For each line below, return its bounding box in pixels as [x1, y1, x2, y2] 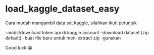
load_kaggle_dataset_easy [5, 3, 120, 15]
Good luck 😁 [5, 44, 33, 50]
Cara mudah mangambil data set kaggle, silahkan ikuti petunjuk [5, 20, 137, 26]
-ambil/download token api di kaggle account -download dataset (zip [5, 29, 149, 35]
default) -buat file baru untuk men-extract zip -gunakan [5, 35, 121, 41]
